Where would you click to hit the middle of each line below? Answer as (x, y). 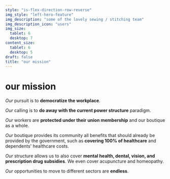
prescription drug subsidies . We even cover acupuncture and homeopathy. (84, 161)
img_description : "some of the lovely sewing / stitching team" (75, 19)
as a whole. (17, 126)
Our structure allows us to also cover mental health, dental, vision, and (80, 156)
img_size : (16, 29)
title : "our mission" (28, 62)
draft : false (19, 57)
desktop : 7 (21, 38)
